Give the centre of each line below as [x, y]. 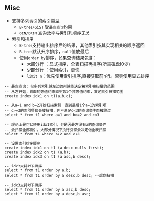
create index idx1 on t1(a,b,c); [39, 96]
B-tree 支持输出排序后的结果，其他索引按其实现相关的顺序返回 [82, 45]
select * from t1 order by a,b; [38, 170]
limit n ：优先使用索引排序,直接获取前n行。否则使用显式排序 [88, 76]
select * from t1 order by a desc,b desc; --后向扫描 [59, 175]
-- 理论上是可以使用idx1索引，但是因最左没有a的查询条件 [56, 124]
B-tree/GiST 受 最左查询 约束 [46, 27]
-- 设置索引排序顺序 [23, 143]
